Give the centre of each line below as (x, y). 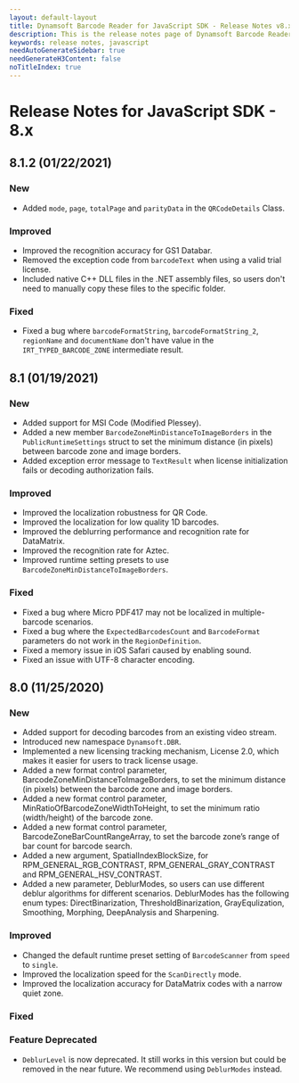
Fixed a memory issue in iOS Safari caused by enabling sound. (137, 650)
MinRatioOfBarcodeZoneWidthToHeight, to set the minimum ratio (141, 808)
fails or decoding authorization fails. (88, 470)
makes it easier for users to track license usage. (110, 761)
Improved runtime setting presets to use (95, 560)
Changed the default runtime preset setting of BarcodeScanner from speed (156, 955)
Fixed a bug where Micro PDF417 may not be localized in (126, 612)
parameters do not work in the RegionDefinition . (112, 641)
